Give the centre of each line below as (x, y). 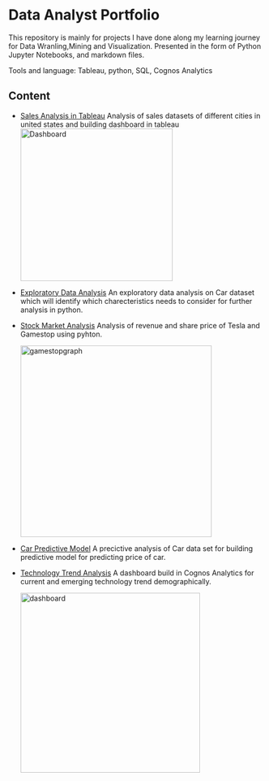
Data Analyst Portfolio (84, 15)
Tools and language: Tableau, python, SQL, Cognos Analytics (111, 70)
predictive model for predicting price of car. (93, 557)
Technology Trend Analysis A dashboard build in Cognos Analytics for (137, 573)
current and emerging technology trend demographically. (116, 581)
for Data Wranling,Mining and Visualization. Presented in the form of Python (135, 46)
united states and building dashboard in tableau (100, 124)
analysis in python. (51, 310)
